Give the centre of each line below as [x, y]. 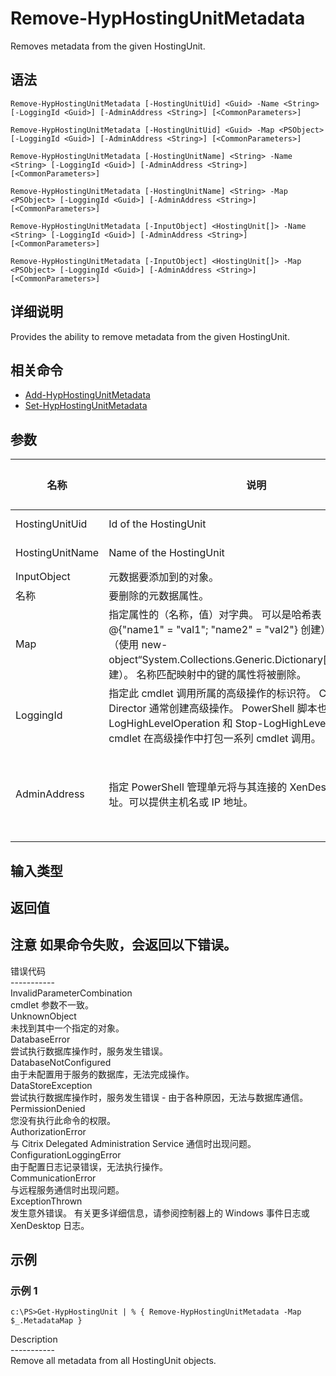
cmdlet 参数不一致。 [52, 1004]
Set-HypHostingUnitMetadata [86, 406]
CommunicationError [53, 1178]
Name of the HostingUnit [166, 553]
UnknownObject [43, 1016]
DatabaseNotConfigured [61, 1062]
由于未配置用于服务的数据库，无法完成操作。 [102, 1074]
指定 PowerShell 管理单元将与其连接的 [198, 787]
